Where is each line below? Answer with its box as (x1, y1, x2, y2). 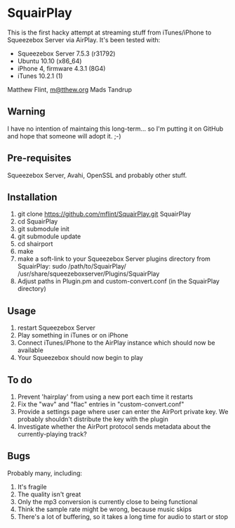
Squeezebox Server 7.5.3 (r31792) (17, 49, 116, 58)
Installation (7, 191, 58, 203)
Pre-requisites (7, 153, 72, 165)
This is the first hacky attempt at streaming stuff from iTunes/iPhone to (7, 28, 212, 37)
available (17, 346, 43, 354)
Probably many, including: (7, 469, 83, 477)
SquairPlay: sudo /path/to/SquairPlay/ (17, 262, 126, 271)
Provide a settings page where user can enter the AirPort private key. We (17, 408, 229, 416)
